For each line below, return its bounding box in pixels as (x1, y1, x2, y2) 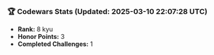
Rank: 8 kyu (17, 25, 53, 33)
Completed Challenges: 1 (17, 40, 93, 48)
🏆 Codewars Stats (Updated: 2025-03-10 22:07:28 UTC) (7, 6, 208, 16)
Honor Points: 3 (17, 33, 65, 41)
